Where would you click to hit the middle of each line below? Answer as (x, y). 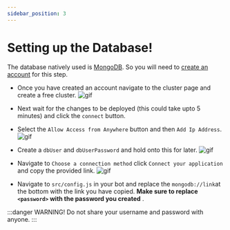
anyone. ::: (22, 219)
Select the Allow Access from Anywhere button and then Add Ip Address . (119, 129)
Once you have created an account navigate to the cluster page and (114, 88)
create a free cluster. (47, 95)
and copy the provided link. (56, 171)
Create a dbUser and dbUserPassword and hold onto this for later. (107, 150)
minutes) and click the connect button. (71, 115)
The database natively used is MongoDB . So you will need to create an (108, 67)
